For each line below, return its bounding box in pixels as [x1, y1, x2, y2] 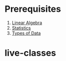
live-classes [4, 48, 57, 59]
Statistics [11, 25, 31, 30]
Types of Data [11, 30, 41, 36]
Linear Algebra [11, 20, 43, 26]
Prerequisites [4, 3, 62, 15]
